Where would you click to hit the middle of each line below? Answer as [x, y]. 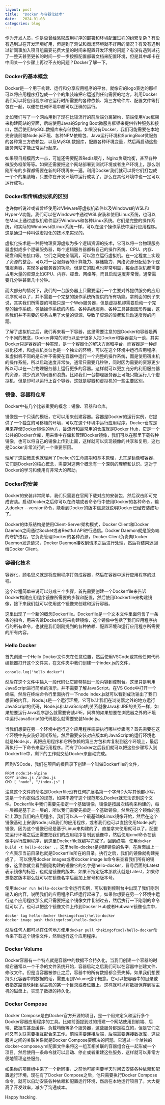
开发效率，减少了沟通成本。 [41, 1087]
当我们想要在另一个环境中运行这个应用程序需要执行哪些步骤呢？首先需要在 [80, 729]
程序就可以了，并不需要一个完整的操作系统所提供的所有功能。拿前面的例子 [80, 296]
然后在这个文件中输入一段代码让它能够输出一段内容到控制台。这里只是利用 [80, 682]
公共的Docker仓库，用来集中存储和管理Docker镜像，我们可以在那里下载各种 [82, 435]
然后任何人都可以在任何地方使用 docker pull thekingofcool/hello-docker [79, 930]
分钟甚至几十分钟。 [33, 280]
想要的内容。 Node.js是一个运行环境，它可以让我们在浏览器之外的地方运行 [80, 700]
